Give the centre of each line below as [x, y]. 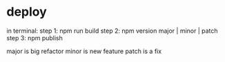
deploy [27, 12]
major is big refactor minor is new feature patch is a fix [84, 51]
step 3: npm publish [35, 37]
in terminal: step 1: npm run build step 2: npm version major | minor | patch [112, 31]
